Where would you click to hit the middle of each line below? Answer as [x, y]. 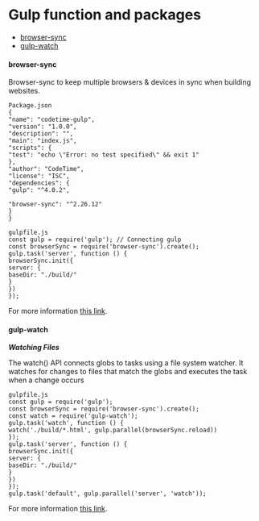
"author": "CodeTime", [46, 169]
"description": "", [41, 134]
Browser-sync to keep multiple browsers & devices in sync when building [130, 82]
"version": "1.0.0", [43, 127]
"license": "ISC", [39, 176]
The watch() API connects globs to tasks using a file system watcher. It [126, 363]
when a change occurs [46, 380]
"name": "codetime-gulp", [51, 120]
